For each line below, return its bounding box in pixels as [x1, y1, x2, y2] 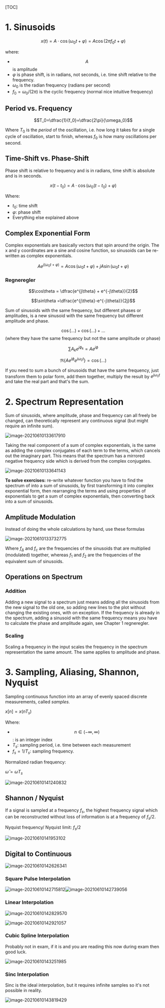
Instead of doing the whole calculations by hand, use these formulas [5, 526, 145, 532]
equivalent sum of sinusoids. [5, 558, 64, 564]
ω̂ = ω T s [5, 769, 23, 776]
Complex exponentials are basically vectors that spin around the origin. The [5, 242, 160, 248]
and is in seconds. [5, 172, 43, 178]
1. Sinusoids [5, 22, 55, 33]
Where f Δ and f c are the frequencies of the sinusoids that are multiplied [5, 545, 151, 553]
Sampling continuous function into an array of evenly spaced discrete [5, 693, 147, 699]
